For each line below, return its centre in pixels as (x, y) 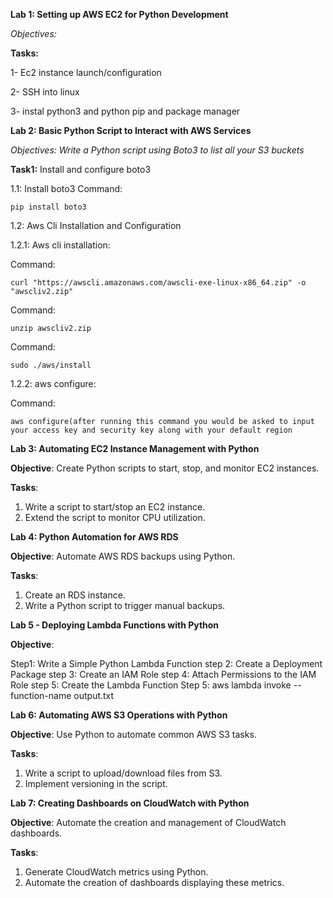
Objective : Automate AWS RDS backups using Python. (123, 556)
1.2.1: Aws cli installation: (60, 245)
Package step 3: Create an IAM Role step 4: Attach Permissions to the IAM (163, 674)
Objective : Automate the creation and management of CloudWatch (148, 822)
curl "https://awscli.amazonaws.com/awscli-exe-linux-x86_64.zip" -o (158, 283)
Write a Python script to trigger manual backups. (125, 605)
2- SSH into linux (45, 92)
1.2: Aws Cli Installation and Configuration (96, 225)
